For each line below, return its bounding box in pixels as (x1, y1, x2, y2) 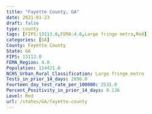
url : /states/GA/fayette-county (6, 98, 87, 104)
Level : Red (6, 93, 34, 99)
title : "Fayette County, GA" (6, 8, 80, 15)
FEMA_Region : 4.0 (6, 59, 50, 65)
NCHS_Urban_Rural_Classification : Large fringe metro (6, 71, 145, 77)
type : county (6, 25, 39, 32)
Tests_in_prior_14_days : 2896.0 (6, 76, 87, 82)
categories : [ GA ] (6, 37, 50, 43)
